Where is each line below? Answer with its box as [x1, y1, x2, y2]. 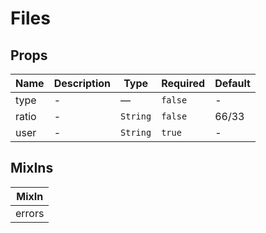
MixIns [10, 160, 54, 177]
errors [15, 206, 45, 220]
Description [53, 77, 112, 90]
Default [214, 77, 251, 90]
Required [161, 77, 206, 90]
